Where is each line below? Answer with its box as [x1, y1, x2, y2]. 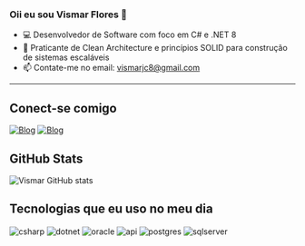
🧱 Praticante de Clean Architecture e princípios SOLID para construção [22, 43, 288, 54]
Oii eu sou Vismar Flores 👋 [9, 8, 128, 21]
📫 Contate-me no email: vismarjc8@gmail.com [22, 63, 201, 74]
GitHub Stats [9, 151, 84, 166]
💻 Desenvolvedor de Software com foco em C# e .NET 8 [22, 29, 237, 40]
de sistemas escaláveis [22, 52, 110, 63]
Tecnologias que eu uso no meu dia [9, 202, 213, 217]
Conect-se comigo [9, 100, 117, 116]
